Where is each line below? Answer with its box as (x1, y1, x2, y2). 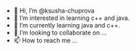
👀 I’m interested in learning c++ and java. (13, 14, 131, 22)
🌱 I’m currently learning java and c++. (13, 21, 120, 29)
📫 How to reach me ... (13, 37, 78, 44)
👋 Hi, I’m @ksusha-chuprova (13, 7, 95, 14)
